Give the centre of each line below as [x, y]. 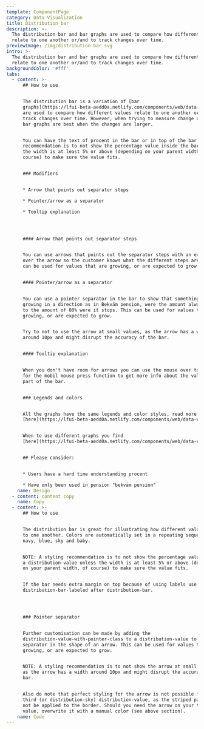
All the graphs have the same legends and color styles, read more [110, 414]
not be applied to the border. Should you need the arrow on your [108, 705]
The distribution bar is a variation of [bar [81, 102]
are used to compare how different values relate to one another [107, 113]
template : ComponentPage [38, 12]
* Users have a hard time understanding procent [85, 474]
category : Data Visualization [45, 18]
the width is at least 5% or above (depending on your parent [103, 152]
